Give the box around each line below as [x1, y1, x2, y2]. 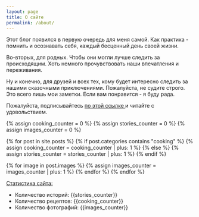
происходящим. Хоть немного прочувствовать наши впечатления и [6, 60, 179, 67]
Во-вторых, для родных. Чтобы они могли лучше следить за [6, 54, 160, 61]
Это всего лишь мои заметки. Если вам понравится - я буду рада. [6, 90, 175, 98]
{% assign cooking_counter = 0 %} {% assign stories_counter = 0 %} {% [6, 120, 185, 127]
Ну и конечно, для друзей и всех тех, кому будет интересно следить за [6, 78, 188, 85]
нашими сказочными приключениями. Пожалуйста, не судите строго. [6, 84, 185, 92]
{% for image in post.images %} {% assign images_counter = [6, 162, 157, 169]
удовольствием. [6, 108, 48, 116]
